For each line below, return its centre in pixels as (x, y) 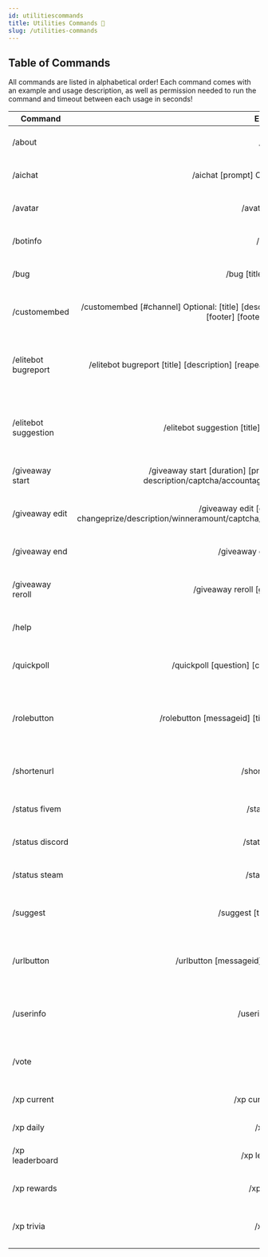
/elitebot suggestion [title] (212, 428)
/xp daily (29, 1128)
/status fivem (37, 809)
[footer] (221, 317)
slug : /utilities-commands (53, 30)
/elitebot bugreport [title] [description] (161, 365)
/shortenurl (33, 771)
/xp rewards (35, 1188)
